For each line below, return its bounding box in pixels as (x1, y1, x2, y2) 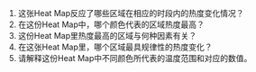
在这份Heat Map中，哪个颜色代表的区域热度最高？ (17, 19, 205, 30)
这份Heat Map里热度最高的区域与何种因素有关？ (17, 31, 197, 40)
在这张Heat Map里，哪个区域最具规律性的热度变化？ (17, 41, 213, 52)
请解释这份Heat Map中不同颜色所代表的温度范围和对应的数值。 (17, 53, 252, 63)
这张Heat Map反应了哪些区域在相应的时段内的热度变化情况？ (17, 8, 244, 18)
